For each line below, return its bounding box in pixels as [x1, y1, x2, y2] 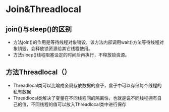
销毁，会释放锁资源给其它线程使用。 [17, 45, 93, 51]
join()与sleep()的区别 [6, 25, 72, 33]
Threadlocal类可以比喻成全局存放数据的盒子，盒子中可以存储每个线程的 [13, 82, 162, 88]
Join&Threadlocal [6, 4, 81, 15]
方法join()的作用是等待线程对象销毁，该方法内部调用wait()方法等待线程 [13, 39, 159, 45]
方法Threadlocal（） [6, 68, 71, 77]
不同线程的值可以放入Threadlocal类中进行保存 [30, 101, 127, 107]
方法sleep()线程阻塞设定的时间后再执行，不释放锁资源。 [13, 52, 130, 58]
